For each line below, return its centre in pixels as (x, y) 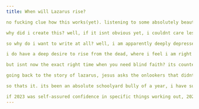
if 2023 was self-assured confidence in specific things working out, (95, 97)
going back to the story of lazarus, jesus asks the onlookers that (92, 75)
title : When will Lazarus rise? (46, 11)
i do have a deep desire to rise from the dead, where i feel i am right (99, 54)
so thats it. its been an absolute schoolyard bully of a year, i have (96, 86)
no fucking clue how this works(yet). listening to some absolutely (92, 22)
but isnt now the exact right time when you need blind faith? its (91, 65)
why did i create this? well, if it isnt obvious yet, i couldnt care (95, 33)
